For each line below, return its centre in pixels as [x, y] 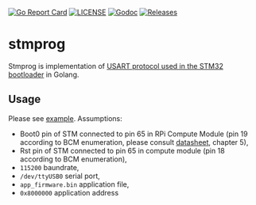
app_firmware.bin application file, [74, 184]
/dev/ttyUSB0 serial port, [60, 176]
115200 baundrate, [49, 167]
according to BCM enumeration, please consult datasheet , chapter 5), [134, 142]
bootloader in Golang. [44, 74]
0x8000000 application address [69, 192]
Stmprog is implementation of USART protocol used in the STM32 [116, 66]
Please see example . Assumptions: [65, 118]
